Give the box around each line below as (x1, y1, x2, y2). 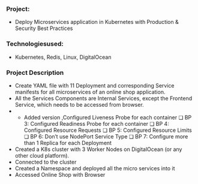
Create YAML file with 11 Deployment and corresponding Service (14, 82, 175, 89)
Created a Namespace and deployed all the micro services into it (14, 164, 175, 172)
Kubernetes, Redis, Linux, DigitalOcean (14, 53, 112, 61)
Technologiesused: (6, 40, 64, 48)
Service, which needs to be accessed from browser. (14, 101, 144, 108)
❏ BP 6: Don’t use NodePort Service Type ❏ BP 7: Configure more (23, 132, 188, 140)
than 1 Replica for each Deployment (23, 139, 112, 146)
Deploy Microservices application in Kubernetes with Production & (14, 19, 179, 26)
